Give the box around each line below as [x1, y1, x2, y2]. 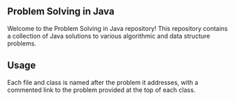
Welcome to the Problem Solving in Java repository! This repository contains [7, 24, 229, 32]
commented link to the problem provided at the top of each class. [7, 86, 196, 94]
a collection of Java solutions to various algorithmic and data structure [7, 32, 211, 40]
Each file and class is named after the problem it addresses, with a [7, 78, 199, 86]
